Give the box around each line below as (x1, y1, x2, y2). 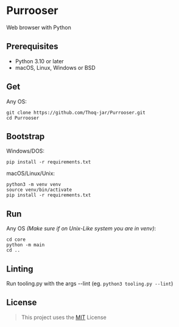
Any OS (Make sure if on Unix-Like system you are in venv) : (6, 225, 156, 232)
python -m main (6, 242, 45, 248)
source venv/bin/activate (6, 187, 72, 193)
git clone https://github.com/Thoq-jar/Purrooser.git (6, 109, 146, 115)
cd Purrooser (6, 115, 40, 121)
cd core (6, 236, 26, 243)
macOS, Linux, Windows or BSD (15, 64, 96, 71)
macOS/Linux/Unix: (6, 170, 55, 177)
